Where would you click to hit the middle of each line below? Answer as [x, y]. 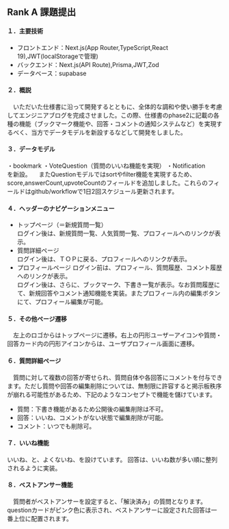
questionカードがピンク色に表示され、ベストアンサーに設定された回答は [109, 510]
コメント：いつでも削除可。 [56, 426]
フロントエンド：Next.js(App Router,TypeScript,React [93, 47]
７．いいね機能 [28, 443]
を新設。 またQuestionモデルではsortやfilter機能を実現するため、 [102, 174]
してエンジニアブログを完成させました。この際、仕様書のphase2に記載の [110, 115]
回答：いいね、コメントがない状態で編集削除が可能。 [92, 417]
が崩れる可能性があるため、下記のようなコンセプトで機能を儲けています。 [112, 394]
